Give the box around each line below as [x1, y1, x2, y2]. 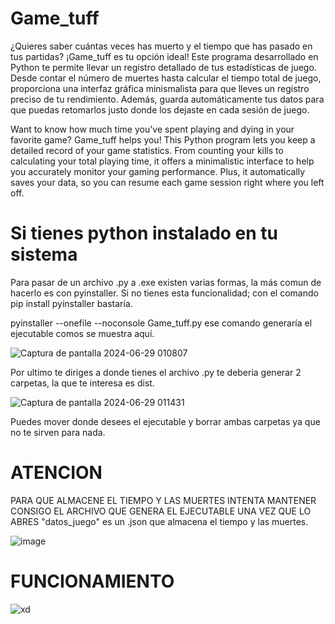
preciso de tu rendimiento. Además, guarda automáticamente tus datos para [10, 93, 325, 105]
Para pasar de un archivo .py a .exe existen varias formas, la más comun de [10, 276, 322, 288]
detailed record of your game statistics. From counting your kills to [10, 144, 284, 156]
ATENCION [10, 462, 103, 484]
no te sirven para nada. [10, 426, 106, 438]
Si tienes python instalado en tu [10, 222, 279, 245]
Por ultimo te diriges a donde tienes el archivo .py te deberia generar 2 [10, 366, 302, 378]
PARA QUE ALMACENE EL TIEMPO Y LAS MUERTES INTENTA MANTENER [10, 494, 317, 506]
